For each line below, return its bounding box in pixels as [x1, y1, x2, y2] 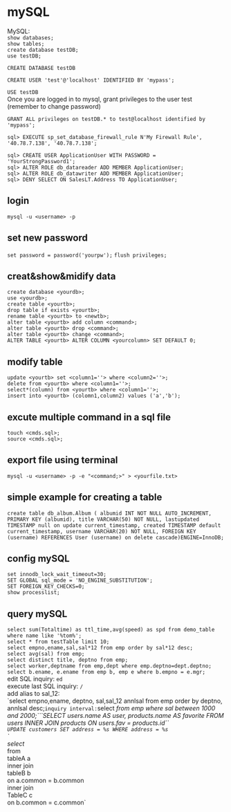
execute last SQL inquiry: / [7, 682, 84, 690]
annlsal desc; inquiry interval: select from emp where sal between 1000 [7, 704, 216, 712]
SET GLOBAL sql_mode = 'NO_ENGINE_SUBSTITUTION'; [7, 577, 154, 584]
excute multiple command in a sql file [7, 411, 172, 423]
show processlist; [7, 589, 60, 596]
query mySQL [7, 608, 68, 620]
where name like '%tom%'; [7, 632, 82, 640]
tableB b [7, 769, 31, 777]
